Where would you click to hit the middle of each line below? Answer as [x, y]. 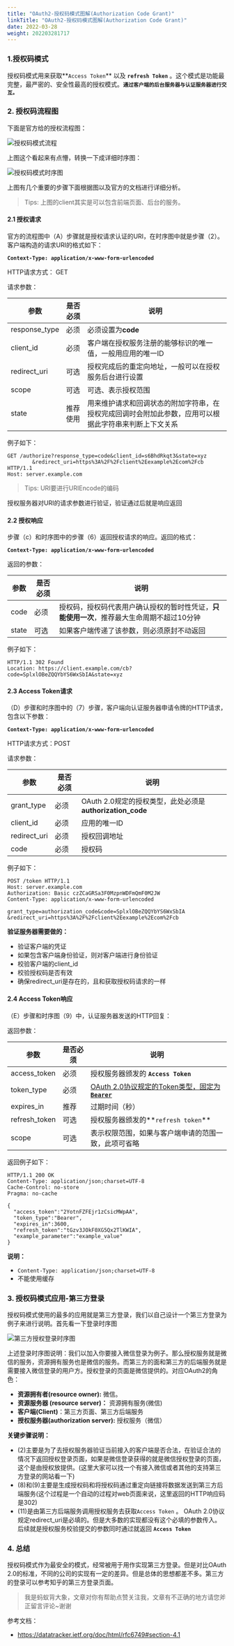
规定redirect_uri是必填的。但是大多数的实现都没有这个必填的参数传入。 [119, 1520]
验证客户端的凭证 [42, 946]
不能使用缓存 [36, 1278]
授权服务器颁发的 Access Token [141, 1073]
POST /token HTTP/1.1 [39, 881]
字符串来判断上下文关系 [139, 425]
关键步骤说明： [29, 1435]
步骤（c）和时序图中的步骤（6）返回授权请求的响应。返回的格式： [102, 537]
